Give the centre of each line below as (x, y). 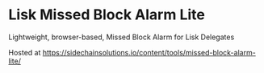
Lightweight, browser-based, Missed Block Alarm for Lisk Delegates (122, 37)
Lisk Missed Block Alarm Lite (107, 15)
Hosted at (25, 52)
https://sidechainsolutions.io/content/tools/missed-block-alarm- (149, 52)
